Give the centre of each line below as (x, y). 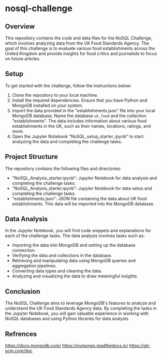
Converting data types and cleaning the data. (57, 271)
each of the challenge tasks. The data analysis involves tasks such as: (75, 236)
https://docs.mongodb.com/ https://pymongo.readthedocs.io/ (66, 346)
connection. (24, 250)
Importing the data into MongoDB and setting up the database (74, 245)
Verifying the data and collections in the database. (62, 256)
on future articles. (23, 59)
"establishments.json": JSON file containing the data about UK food (79, 198)
